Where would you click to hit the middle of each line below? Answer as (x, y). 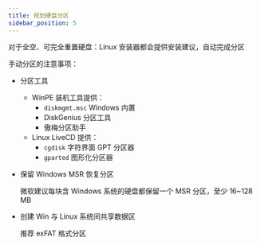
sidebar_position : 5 (43, 23)
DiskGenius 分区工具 (77, 117)
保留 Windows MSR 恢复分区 (67, 174)
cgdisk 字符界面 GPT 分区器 (89, 147)
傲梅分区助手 (65, 127)
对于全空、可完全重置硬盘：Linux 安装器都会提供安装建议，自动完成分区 (127, 47)
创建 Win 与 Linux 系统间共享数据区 (77, 216)
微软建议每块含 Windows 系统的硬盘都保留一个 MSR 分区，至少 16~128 (136, 191)
